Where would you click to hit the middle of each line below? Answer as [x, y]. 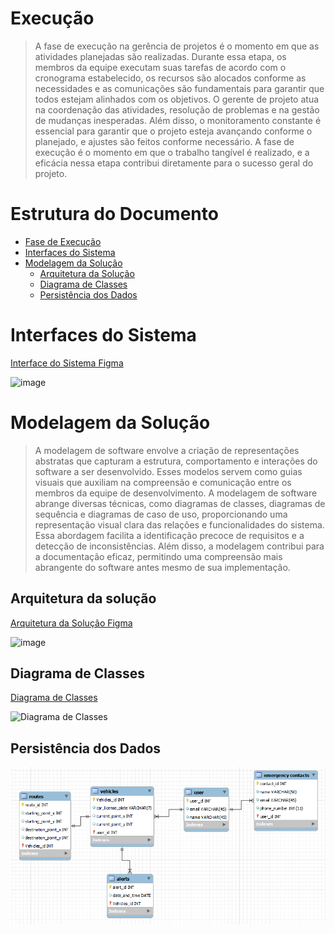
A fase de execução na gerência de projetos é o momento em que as [177, 46]
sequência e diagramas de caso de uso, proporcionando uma [161, 514]
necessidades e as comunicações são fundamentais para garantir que [179, 88]
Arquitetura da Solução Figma [71, 623]
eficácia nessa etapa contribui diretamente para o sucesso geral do [174, 163]
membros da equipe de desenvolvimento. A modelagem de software [176, 493]
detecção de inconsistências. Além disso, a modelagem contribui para [179, 546]
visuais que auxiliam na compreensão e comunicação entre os [163, 482]
